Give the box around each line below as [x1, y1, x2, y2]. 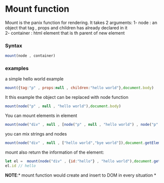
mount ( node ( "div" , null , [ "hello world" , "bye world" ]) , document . [5, 140, 145, 145]
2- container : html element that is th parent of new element [5, 30, 125, 36]
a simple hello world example [5, 76, 64, 82]
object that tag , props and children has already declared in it [5, 24, 128, 30]
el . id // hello [5, 163, 36, 168]
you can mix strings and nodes [5, 131, 67, 137]
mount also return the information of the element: [5, 149, 104, 155]
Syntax [5, 42, 22, 49]
